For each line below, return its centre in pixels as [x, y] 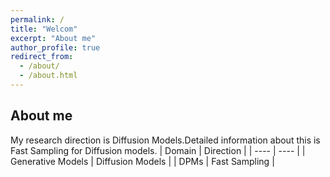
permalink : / [37, 19]
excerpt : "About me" [53, 38]
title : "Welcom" [44, 29]
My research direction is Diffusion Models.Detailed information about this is [165, 140]
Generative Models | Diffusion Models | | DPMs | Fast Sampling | [142, 161]
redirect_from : [42, 57]
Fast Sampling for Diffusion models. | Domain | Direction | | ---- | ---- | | [158, 150]
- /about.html [48, 76]
